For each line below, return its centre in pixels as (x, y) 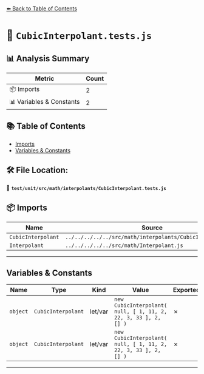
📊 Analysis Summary (48, 59)
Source (152, 228)
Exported (186, 290)
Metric (45, 79)
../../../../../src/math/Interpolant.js (124, 246)
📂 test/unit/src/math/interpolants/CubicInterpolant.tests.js (87, 188)
